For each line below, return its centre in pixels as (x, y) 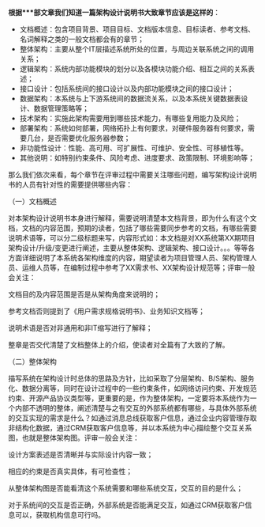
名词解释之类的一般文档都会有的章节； (82, 39)
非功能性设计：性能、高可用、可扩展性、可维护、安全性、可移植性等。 (134, 148)
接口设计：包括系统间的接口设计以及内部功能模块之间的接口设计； (127, 89)
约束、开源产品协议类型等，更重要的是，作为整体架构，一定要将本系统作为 (129, 398)
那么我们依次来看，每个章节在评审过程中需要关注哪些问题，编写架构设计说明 (132, 174)
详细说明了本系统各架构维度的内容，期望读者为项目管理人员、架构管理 (136, 258)
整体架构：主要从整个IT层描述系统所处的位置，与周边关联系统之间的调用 (137, 49)
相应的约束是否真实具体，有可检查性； (70, 471)
